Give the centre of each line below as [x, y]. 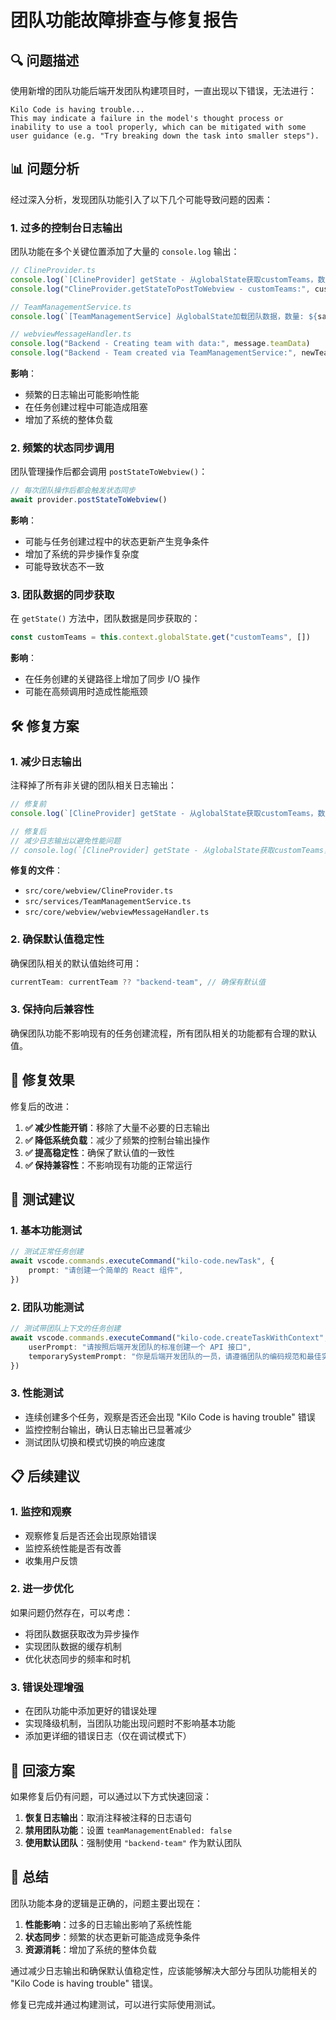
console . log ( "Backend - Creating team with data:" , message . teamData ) [160, 344]
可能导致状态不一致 [64, 567]
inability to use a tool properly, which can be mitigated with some [158, 127]
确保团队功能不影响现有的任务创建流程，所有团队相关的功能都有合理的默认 [163, 1033]
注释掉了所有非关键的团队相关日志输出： [93, 785]
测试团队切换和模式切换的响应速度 [95, 1442]
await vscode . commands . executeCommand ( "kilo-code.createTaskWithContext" [167, 1338]
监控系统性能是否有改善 [73, 1548]
